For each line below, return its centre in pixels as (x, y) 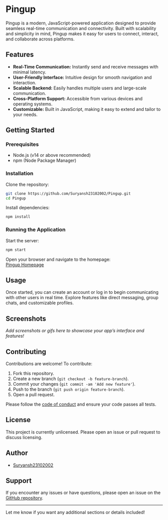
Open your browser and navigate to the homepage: (58, 259)
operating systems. (33, 104)
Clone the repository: (27, 184)
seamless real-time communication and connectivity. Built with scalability (81, 28)
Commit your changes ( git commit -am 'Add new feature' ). (74, 384)
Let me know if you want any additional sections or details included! (75, 513)
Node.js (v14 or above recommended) (52, 155)
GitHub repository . (25, 498)
